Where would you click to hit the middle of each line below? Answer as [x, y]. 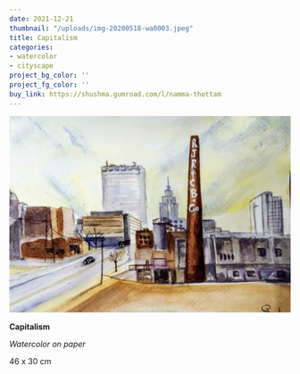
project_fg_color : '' [50, 85]
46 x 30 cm [30, 362]
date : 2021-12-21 [42, 19]
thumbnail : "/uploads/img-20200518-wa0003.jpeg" [101, 28]
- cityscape [31, 66]
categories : [31, 47]
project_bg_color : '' [50, 76]
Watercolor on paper [48, 345]
